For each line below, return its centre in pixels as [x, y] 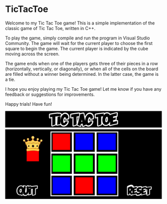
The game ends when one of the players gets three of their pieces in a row [82, 63]
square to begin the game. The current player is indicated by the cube [77, 48]
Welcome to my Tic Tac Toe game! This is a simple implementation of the [80, 23]
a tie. [10, 79]
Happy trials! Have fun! [29, 104]
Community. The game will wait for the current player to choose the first [79, 43]
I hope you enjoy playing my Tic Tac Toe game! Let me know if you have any [83, 89]
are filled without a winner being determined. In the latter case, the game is [82, 74]
